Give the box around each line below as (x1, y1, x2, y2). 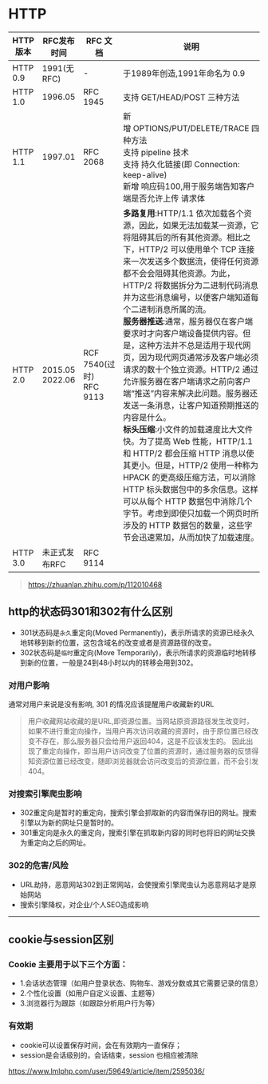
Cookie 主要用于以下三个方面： (8, 958, 128, 970)
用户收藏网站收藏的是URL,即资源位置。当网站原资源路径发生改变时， (27, 717, 254, 726)
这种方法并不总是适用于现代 (138, 339, 243, 350)
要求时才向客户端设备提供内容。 (122, 327, 243, 338)
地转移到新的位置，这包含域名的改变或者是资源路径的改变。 (19, 638, 216, 647)
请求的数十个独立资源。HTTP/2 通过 (122, 363, 259, 374)
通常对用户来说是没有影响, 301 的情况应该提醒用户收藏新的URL (8, 699, 215, 709)
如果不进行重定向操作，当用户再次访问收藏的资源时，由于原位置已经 (27, 726, 252, 736)
